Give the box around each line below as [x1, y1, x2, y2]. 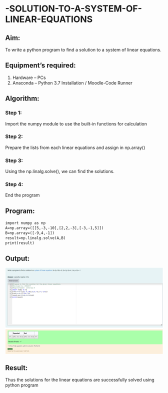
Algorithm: [5, 94, 39, 103]
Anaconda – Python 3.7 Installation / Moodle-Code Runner [12, 79, 132, 85]
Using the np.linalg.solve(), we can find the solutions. [5, 168, 115, 174]
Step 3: [5, 157, 23, 164]
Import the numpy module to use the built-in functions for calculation [5, 120, 147, 126]
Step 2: [5, 133, 23, 140]
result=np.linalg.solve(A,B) [5, 235, 66, 240]
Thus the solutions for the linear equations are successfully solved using [5, 377, 155, 383]
